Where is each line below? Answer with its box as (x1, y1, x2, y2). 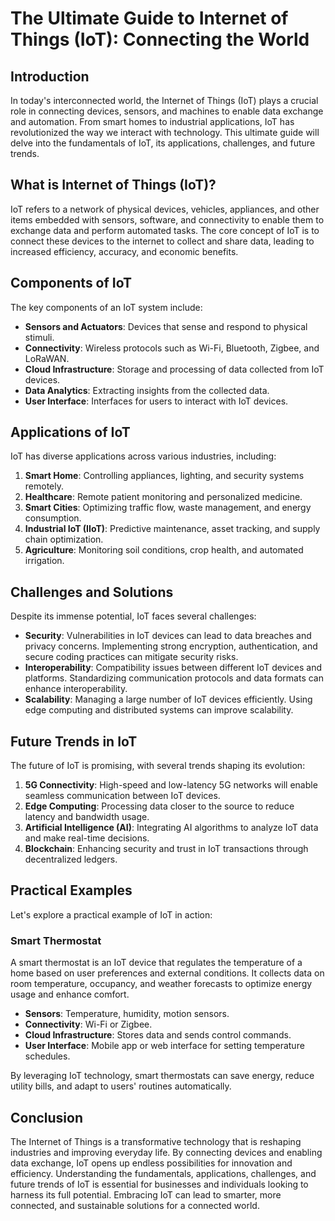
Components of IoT (10, 275, 132, 292)
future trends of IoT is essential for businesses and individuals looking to (10, 1178, 309, 1190)
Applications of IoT (10, 424, 131, 441)
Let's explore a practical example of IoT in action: (10, 908, 213, 921)
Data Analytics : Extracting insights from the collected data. (24, 384, 270, 396)
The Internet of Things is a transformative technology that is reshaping (10, 1135, 302, 1147)
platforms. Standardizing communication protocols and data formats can (24, 672, 324, 684)
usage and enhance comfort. (10, 988, 130, 1001)
